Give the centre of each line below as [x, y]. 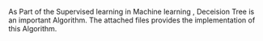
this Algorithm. [33, 29]
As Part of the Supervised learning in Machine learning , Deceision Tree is [131, 12]
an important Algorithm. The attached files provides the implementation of [132, 20]
